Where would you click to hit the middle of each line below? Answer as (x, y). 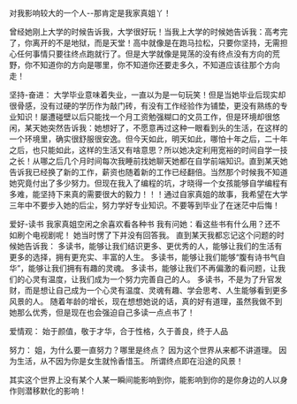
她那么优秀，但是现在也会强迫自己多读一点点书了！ (102, 313)
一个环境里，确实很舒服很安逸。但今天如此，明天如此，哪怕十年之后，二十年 (148, 139)
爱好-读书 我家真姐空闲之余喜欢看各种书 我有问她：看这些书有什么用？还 (141, 224)
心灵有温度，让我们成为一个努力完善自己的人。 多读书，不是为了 (141, 279)
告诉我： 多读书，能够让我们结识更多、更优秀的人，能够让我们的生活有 (153, 246)
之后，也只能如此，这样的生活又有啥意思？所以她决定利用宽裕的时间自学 (141, 150)
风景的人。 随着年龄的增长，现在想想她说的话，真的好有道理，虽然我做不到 (146, 301)
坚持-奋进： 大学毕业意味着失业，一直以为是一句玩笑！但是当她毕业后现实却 (148, 95)
